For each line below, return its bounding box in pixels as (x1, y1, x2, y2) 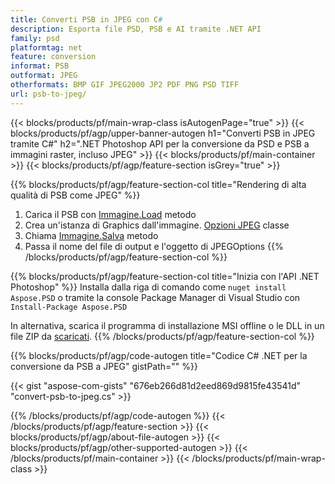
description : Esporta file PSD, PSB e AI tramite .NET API (10, 24, 262, 34)
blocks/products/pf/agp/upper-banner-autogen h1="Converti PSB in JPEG (10, 127, 316, 139)
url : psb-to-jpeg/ (10, 89, 87, 99)
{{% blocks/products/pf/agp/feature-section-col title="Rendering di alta (10, 178, 307, 190)
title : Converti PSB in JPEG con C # (10, 14, 163, 25)
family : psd (10, 33, 60, 43)
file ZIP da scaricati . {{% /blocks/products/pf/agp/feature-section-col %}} (10, 330, 315, 342)
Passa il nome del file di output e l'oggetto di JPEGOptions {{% (24, 240, 284, 252)
